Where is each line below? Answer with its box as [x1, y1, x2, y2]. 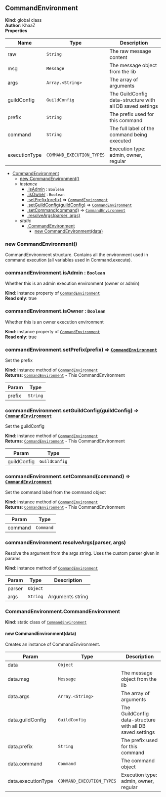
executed [109, 137, 131, 144]
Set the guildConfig [5, 423, 44, 429]
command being [109, 131, 147, 138]
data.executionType [7, 778, 53, 785]
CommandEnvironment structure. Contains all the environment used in [5, 252, 148, 258]
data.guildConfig [7, 716, 46, 723]
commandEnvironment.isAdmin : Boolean [5, 269, 105, 276]
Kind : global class [5, 17, 42, 23]
